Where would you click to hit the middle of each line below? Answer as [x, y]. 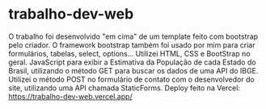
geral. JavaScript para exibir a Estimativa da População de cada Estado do [132, 62]
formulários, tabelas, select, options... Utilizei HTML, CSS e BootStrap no [129, 53]
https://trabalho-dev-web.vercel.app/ [70, 96]
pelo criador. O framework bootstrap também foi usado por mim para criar [132, 44]
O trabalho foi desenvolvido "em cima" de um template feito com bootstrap [133, 36]
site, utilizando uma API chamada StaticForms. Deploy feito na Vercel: [125, 88]
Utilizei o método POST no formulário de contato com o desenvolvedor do [131, 79]
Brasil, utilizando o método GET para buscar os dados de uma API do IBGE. [133, 70]
